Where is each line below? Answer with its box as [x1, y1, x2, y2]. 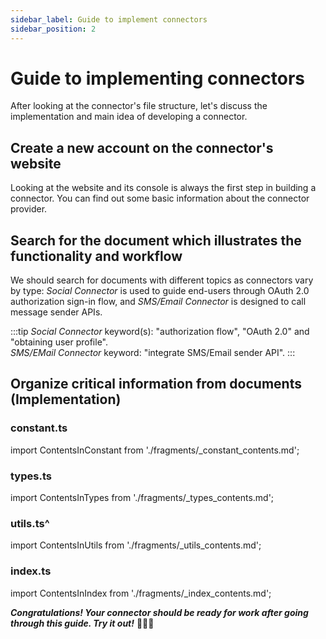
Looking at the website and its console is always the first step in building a [10, 182, 317, 194]
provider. [10, 203, 48, 215]
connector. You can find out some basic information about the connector [10, 192, 310, 205]
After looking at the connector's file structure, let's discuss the [10, 100, 268, 112]
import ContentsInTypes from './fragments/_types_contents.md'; [10, 492, 275, 504]
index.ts [10, 564, 52, 578]
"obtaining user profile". [10, 336, 109, 348]
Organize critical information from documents [10, 376, 302, 393]
